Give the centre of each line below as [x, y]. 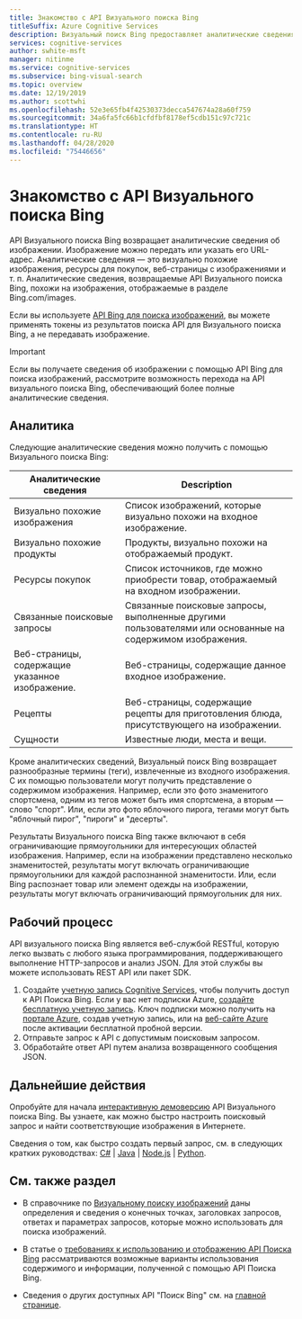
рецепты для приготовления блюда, [204, 713]
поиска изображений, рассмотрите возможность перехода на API [137, 378]
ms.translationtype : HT [54, 127]
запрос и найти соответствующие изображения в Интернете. [128, 1126]
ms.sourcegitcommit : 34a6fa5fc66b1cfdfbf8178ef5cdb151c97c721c [130, 118]
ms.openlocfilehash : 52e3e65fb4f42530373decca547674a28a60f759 [130, 110]
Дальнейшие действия [78, 1085]
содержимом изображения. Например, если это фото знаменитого [139, 790]
